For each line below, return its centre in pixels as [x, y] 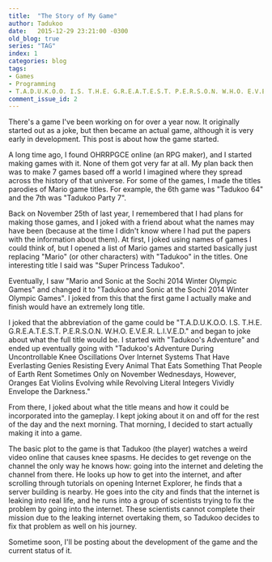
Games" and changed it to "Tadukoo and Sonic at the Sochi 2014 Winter [129, 290]
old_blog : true [34, 39]
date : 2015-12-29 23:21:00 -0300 [68, 31]
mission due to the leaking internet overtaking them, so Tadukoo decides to [134, 518]
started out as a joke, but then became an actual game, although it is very [131, 131]
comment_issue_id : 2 [43, 99]
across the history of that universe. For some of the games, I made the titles [135, 181]
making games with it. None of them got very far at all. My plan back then [131, 164]
